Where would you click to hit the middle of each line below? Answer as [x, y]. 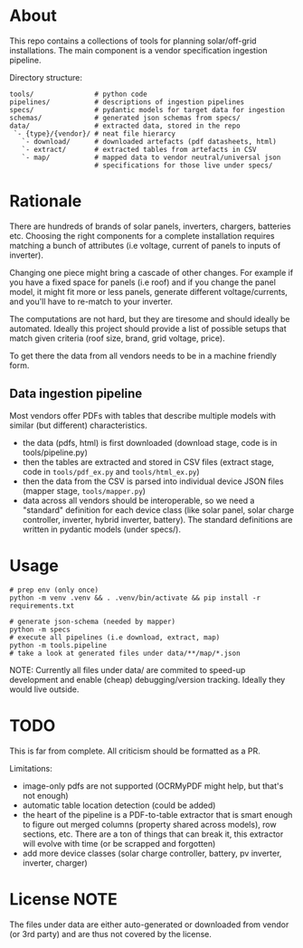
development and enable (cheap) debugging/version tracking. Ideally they [147, 679]
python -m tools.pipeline [58, 645]
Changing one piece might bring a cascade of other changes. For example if [151, 272]
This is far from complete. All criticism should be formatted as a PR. [135, 751]
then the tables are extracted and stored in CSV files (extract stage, [148, 461]
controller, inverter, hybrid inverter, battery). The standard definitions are [157, 519]
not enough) [46, 795]
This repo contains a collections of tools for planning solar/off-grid [133, 41]
